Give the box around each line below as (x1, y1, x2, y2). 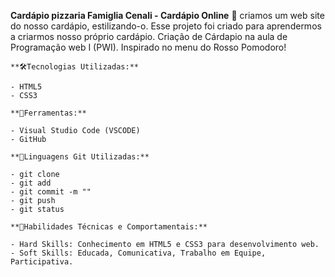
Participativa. (10, 257, 74, 267)
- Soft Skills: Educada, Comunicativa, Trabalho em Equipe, (10, 248, 267, 258)
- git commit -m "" (10, 187, 92, 197)
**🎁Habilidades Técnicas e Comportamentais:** (10, 222, 208, 232)
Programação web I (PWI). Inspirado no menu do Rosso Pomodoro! (10, 41, 287, 53)
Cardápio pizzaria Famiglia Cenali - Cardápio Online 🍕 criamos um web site (10, 10, 325, 21)
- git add (10, 178, 52, 188)
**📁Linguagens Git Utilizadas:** (10, 152, 150, 162)
